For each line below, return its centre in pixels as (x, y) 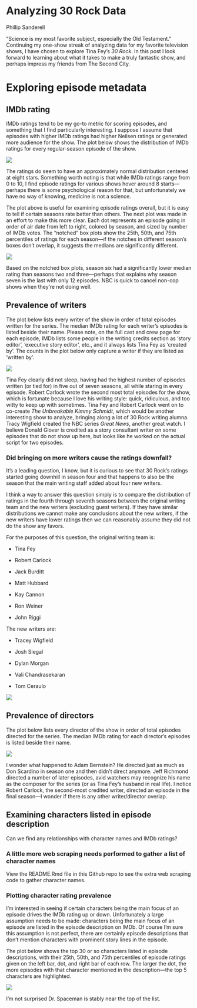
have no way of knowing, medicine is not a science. (69, 196)
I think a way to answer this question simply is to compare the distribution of (98, 495)
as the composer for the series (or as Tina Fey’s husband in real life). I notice (99, 784)
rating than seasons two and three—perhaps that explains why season (91, 274)
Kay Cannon (29, 595)
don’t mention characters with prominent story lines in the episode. (87, 940)
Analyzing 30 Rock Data (66, 11)
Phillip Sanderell (26, 27)
